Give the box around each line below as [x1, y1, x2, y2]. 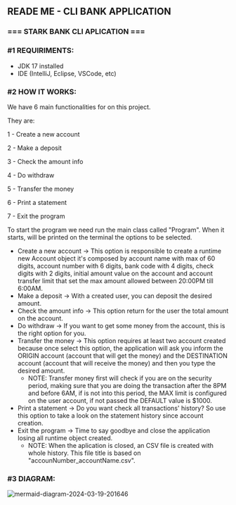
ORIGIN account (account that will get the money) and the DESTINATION [17, 351, 228, 360]
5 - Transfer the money [7, 185, 74, 193]
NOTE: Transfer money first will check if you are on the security [27, 373, 212, 382]
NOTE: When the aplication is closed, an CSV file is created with [27, 441, 214, 449]
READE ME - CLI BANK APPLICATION [7, 6, 171, 18]
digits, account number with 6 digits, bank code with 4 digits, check [17, 261, 214, 270]
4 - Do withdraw [7, 170, 55, 179]
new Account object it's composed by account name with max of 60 [17, 254, 216, 263]
